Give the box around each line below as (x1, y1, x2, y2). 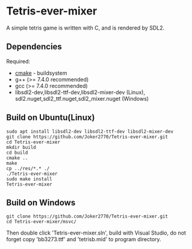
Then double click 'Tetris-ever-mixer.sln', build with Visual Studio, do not (6, 229, 187, 236)
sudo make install (6, 176, 52, 182)
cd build (6, 150, 28, 156)
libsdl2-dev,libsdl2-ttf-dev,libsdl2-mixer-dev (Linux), (14, 89, 146, 96)
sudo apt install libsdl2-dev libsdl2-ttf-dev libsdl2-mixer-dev (6, 128, 173, 134)
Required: (6, 57, 31, 65)
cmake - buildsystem (14, 69, 67, 77)
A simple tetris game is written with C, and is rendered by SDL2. (6, 24, 164, 31)
